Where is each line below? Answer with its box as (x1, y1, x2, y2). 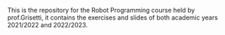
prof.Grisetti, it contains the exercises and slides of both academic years (7, 13, 218, 22)
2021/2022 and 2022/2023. (7, 21, 88, 29)
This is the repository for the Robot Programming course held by (7, 6, 195, 14)
